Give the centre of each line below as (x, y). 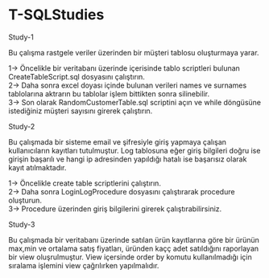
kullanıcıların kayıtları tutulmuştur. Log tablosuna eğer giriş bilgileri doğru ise (134, 150)
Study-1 (21, 37)
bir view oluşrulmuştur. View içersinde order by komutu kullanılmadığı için (130, 257)
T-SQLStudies (56, 15)
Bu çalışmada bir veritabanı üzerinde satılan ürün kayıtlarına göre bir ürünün (134, 239)
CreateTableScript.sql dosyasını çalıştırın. (77, 76)
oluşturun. (25, 200)
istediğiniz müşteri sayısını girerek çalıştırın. (81, 111)
